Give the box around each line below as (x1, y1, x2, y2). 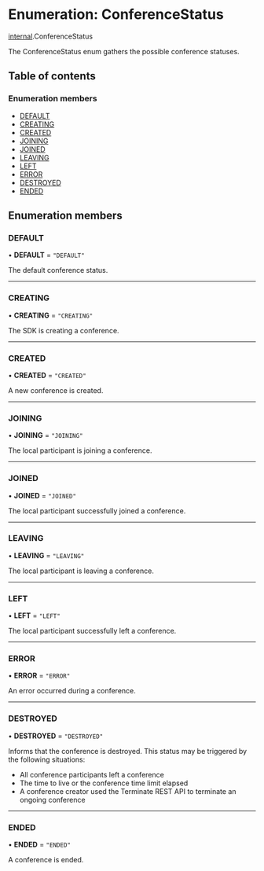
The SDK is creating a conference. (8, 325, 119, 335)
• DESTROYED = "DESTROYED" (8, 731, 104, 741)
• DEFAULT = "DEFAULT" (8, 250, 85, 260)
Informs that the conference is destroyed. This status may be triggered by (8, 746, 247, 755)
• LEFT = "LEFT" (8, 611, 60, 620)
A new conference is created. (8, 385, 104, 395)
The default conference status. (8, 266, 108, 275)
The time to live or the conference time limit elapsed (19, 778, 189, 788)
